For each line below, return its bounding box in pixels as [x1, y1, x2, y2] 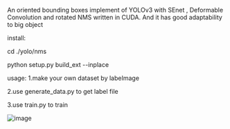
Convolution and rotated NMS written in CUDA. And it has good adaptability [7, 13, 223, 21]
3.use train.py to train [7, 101, 68, 109]
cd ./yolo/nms [7, 48, 47, 55]
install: [7, 34, 26, 42]
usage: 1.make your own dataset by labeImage [7, 74, 140, 82]
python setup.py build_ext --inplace [7, 61, 109, 68]
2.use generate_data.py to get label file [7, 88, 119, 95]
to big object [7, 21, 44, 28]
